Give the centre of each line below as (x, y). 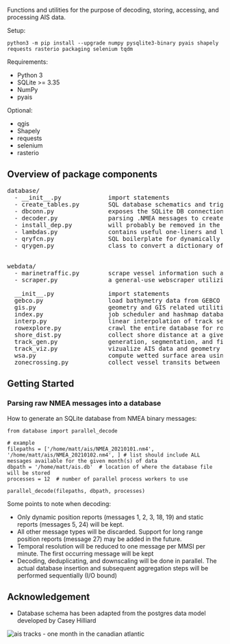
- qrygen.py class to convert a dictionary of (119, 245)
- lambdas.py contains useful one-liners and (115, 232)
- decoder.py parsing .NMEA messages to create (119, 218)
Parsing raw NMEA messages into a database (84, 403)
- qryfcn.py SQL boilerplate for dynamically (117, 239)
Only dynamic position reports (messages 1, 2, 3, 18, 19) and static (110, 517)
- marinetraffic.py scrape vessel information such (115, 273)
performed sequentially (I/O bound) (67, 575)
